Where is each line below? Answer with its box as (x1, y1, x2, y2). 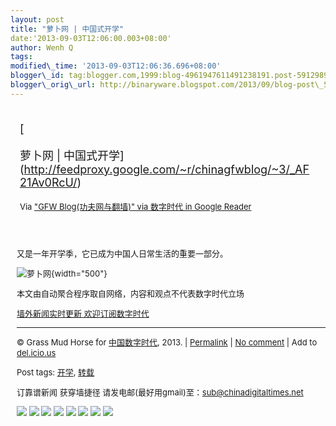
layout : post (10, 14, 65, 25)
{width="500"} (51, 267, 108, 279)
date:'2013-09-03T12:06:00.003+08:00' (10, 33, 172, 43)
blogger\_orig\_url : (10, 80, 97, 90)
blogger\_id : (10, 71, 65, 81)
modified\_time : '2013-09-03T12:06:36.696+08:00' (10, 61, 222, 71)
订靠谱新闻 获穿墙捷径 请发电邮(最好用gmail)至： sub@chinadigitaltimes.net (16, 386, 304, 398)
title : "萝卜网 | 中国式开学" (10, 24, 125, 34)
